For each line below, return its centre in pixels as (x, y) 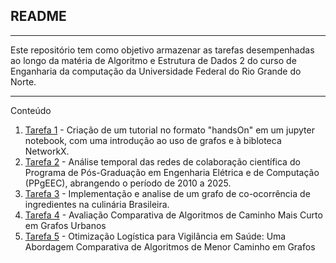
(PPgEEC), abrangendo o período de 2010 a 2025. (128, 183)
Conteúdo (31, 110)
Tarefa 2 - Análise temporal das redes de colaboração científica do (162, 161)
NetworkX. (47, 151)
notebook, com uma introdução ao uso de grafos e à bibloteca (153, 140)
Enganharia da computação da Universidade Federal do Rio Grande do (156, 71)
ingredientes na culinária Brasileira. (97, 204)
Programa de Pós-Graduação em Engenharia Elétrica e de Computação (172, 172)
